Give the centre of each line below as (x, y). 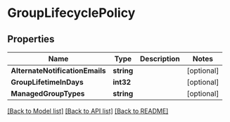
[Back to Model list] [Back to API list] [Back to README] (88, 111)
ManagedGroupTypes (48, 93)
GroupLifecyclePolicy (71, 13)
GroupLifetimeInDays (47, 82)
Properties (31, 39)
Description (160, 59)
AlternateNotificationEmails (58, 71)
